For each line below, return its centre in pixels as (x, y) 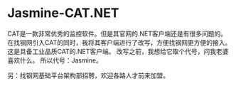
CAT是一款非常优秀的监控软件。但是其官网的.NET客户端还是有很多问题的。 (117, 33)
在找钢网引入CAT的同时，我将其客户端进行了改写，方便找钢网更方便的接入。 (119, 42)
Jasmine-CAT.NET (63, 13)
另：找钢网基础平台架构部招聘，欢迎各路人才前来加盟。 (88, 75)
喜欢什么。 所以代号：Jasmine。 (55, 60)
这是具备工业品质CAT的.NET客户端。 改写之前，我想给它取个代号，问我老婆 (118, 51)
